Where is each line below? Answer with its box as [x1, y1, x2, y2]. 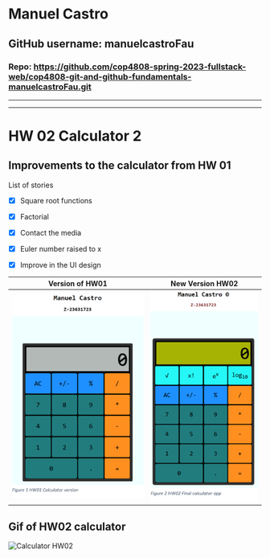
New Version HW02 [170, 278, 239, 288]
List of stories [8, 180, 54, 190]
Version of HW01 [47, 278, 108, 288]
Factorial [19, 211, 50, 221]
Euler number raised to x [19, 244, 102, 254]
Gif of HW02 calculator [8, 519, 126, 533]
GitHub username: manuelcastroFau [8, 37, 194, 51]
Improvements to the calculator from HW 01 [8, 158, 231, 173]
